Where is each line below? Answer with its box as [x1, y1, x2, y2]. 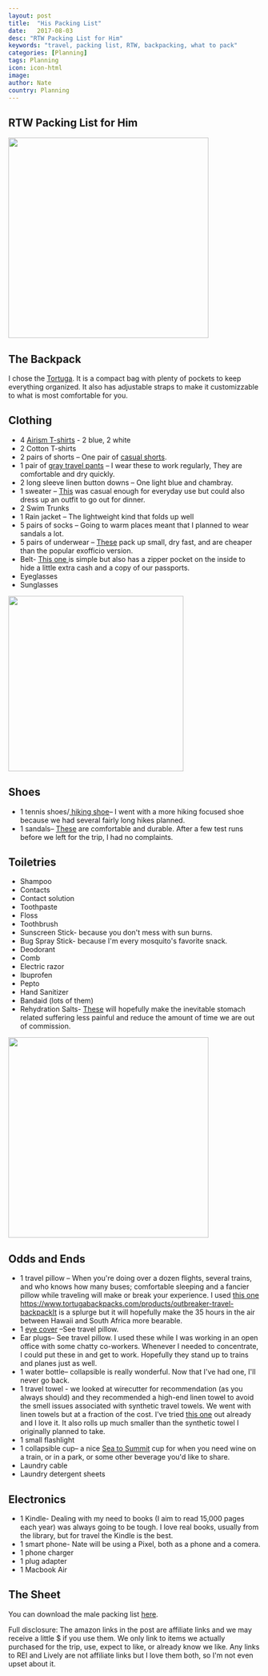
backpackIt [19, 1307, 58, 1317]
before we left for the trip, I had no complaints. [19, 832, 174, 842]
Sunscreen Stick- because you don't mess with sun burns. [19, 927, 214, 938]
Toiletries [8, 855, 57, 870]
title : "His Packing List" [8, 19, 102, 27]
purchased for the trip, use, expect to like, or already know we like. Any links [8, 1642, 260, 1651]
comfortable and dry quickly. [19, 469, 115, 479]
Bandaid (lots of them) [19, 996, 94, 1006]
